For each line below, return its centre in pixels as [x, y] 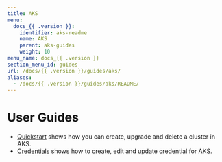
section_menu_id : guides [42, 65]
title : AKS [23, 13]
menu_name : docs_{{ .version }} [53, 58]
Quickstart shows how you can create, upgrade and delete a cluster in [116, 137]
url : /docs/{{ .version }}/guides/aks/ [64, 71]
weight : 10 [35, 52]
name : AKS [34, 39]
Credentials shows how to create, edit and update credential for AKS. [114, 151]
